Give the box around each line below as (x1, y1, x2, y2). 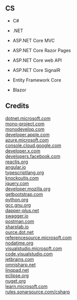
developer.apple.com (5, 131, 50, 137)
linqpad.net (5, 267, 29, 273)
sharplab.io (5, 223, 29, 230)
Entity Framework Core (12, 77, 61, 83)
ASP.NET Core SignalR (12, 67, 61, 73)
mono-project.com (5, 120, 45, 127)
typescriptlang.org (5, 169, 44, 176)
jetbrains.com (5, 256, 34, 262)
